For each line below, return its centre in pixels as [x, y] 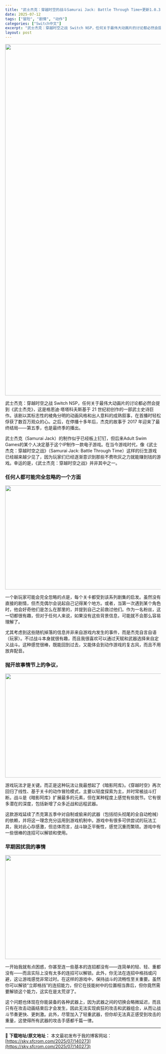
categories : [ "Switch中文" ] [33, 23]
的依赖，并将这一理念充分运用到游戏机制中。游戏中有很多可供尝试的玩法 [79, 820]
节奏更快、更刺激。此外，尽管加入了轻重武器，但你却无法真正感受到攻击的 [85, 1014]
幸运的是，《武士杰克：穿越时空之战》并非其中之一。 [67, 463]
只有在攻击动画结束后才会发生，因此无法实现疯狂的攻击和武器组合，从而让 [81, 1008]
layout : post [19, 33]
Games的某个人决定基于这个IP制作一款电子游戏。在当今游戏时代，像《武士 [81, 444]
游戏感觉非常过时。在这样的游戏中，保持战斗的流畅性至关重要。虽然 [91, 979]
